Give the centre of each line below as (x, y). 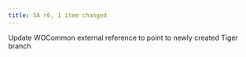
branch (20, 46)
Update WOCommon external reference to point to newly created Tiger (123, 37)
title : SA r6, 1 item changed (58, 15)
